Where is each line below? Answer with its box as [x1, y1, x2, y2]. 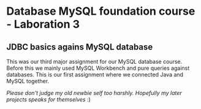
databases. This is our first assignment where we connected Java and [6, 71, 184, 78]
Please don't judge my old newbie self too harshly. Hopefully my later [6, 89, 182, 96]
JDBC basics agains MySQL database [6, 42, 153, 52]
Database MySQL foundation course [6, 4, 195, 18]
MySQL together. [6, 78, 50, 85]
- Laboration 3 [6, 17, 80, 31]
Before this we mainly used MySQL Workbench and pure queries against [6, 64, 190, 72]
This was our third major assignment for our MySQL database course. [6, 58, 183, 65]
